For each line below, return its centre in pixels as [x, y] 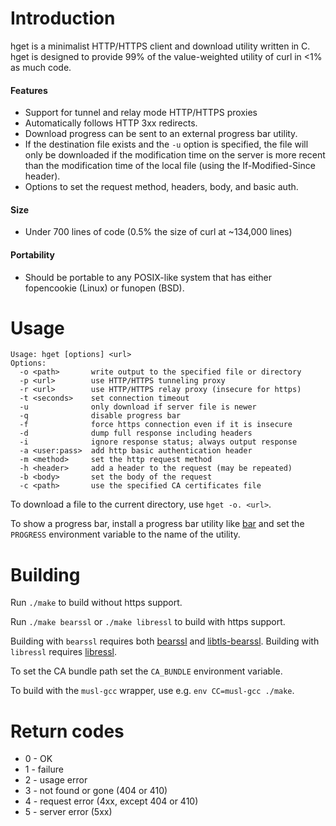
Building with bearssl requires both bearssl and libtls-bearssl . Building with [165, 641]
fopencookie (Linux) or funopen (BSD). [104, 288]
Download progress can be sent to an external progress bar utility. [161, 134]
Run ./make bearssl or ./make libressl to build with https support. [148, 622]
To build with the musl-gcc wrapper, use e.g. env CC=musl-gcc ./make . [152, 691]
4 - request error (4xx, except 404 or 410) [111, 801]
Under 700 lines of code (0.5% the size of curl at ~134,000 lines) [158, 232]
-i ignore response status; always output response [158, 442]
